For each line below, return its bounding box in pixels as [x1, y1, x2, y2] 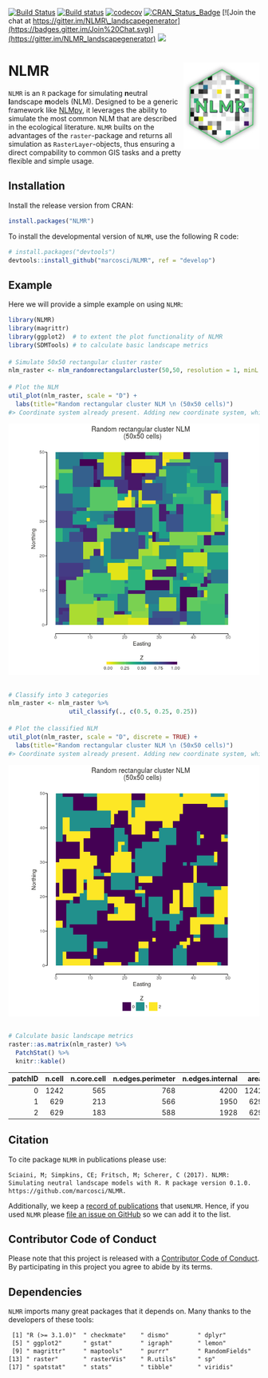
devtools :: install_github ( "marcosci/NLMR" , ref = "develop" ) [8, 256, 216, 264]
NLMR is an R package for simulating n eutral [8, 88, 148, 97]
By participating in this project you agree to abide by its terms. [8, 1262, 213, 1272]
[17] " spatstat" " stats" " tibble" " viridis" [8, 1364, 234, 1372]
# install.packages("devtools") [8, 247, 116, 255]
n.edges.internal [182, 1074, 238, 1083]
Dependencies [8, 1285, 82, 1299]
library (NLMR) [8, 316, 56, 324]
